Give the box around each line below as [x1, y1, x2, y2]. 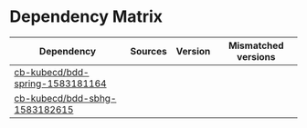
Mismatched [228, 39, 285, 52]
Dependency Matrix [9, 6, 163, 27]
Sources [130, 44, 167, 57]
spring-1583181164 [14, 77, 107, 90]
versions [237, 50, 276, 63]
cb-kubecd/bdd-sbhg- [14, 92, 117, 104]
